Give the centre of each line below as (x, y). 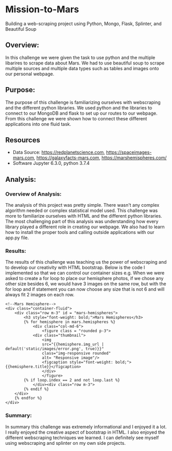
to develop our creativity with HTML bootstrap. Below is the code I (75, 268)
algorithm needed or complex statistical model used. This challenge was (82, 210)
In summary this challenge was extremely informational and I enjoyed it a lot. (86, 426)
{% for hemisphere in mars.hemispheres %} (70, 322)
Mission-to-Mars (42, 9)
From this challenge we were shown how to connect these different (76, 118)
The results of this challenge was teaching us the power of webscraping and (86, 262)
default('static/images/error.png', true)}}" (55, 349)
